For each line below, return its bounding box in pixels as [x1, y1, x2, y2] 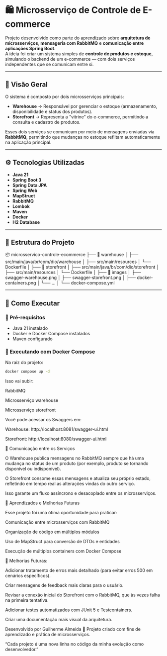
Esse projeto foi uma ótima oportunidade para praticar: [5, 510, 117, 516]
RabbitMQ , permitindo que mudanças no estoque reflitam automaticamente [5, 134, 161, 140]
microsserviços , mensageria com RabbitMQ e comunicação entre [5, 40, 144, 46]
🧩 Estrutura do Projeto [5, 238, 75, 247]
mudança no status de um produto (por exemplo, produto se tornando [5, 461, 149, 467]
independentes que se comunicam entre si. [5, 61, 94, 67]
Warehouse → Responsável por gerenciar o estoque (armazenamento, [12, 103, 158, 109]
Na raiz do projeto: [5, 360, 43, 366]
